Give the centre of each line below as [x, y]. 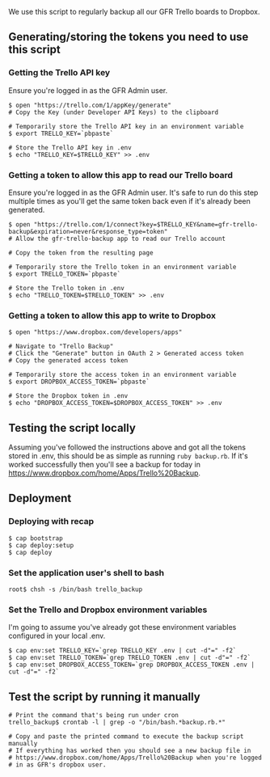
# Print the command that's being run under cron [94, 716]
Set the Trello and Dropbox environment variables [108, 610]
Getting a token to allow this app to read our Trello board [120, 175]
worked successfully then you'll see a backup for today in [104, 465]
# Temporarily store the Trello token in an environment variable [122, 267]
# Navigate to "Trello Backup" [61, 347]
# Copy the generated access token [68, 361]
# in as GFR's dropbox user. [57, 765]
